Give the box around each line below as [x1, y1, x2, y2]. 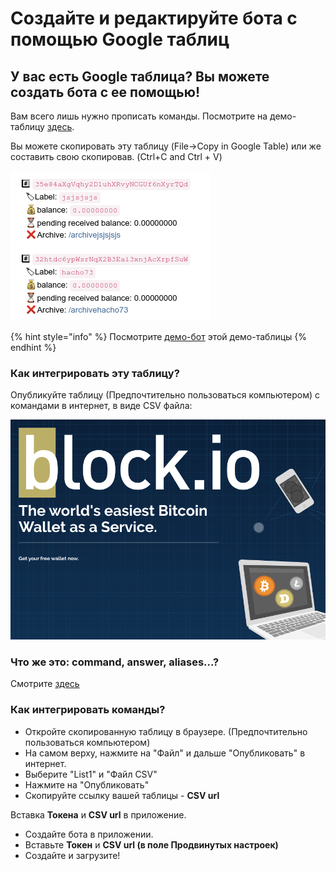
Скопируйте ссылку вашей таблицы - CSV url [24, 789, 220, 801]
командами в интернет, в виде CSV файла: [10, 400, 193, 412]
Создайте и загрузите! [24, 849, 121, 861]
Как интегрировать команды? [10, 703, 166, 717]
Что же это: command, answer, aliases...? [10, 655, 220, 669]
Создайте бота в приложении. [24, 828, 154, 840]
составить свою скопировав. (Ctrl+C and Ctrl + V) [10, 151, 223, 162]
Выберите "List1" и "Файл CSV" [24, 768, 158, 780]
